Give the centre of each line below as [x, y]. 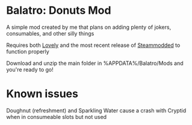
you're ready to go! [30, 69]
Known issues [42, 94]
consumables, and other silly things [50, 33]
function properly [28, 51]
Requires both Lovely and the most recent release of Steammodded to [93, 45]
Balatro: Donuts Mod [59, 11]
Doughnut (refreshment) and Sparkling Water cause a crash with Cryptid [96, 110]
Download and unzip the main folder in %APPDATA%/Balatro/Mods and [95, 63]
